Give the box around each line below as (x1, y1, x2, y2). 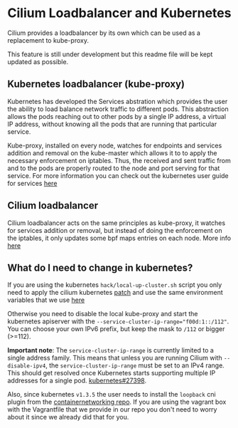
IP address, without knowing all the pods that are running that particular (7, 120, 217, 128)
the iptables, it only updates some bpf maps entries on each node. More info (7, 234, 232, 242)
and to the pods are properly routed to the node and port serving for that (7, 164, 220, 172)
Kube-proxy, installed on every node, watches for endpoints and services (7, 141, 222, 150)
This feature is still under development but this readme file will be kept (7, 50, 213, 58)
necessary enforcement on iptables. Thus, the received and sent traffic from (7, 156, 231, 165)
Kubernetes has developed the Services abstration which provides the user (7, 97, 228, 105)
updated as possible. (7, 57, 69, 66)
